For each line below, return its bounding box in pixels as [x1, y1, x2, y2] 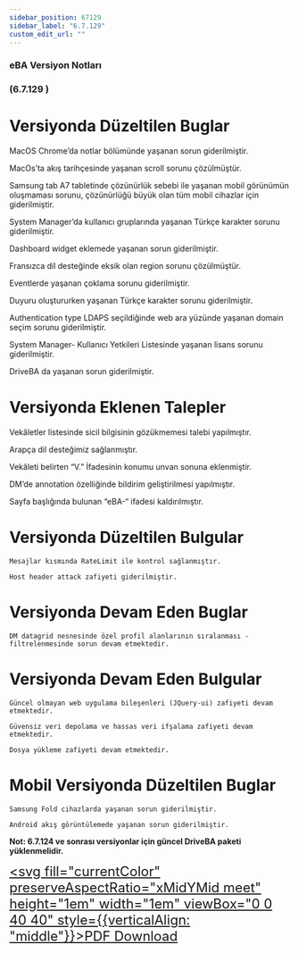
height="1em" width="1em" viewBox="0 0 [9, 895, 273, 912]
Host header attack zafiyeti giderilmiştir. [9, 573, 178, 581]
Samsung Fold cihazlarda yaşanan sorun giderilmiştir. [9, 805, 218, 814]
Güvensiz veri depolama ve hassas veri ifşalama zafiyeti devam [9, 722, 253, 731]
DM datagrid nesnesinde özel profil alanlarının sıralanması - [9, 631, 250, 640]
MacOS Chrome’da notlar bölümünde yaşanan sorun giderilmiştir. [9, 146, 249, 156]
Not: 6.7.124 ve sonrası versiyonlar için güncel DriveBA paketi [9, 836, 242, 847]
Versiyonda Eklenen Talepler [9, 397, 227, 418]
